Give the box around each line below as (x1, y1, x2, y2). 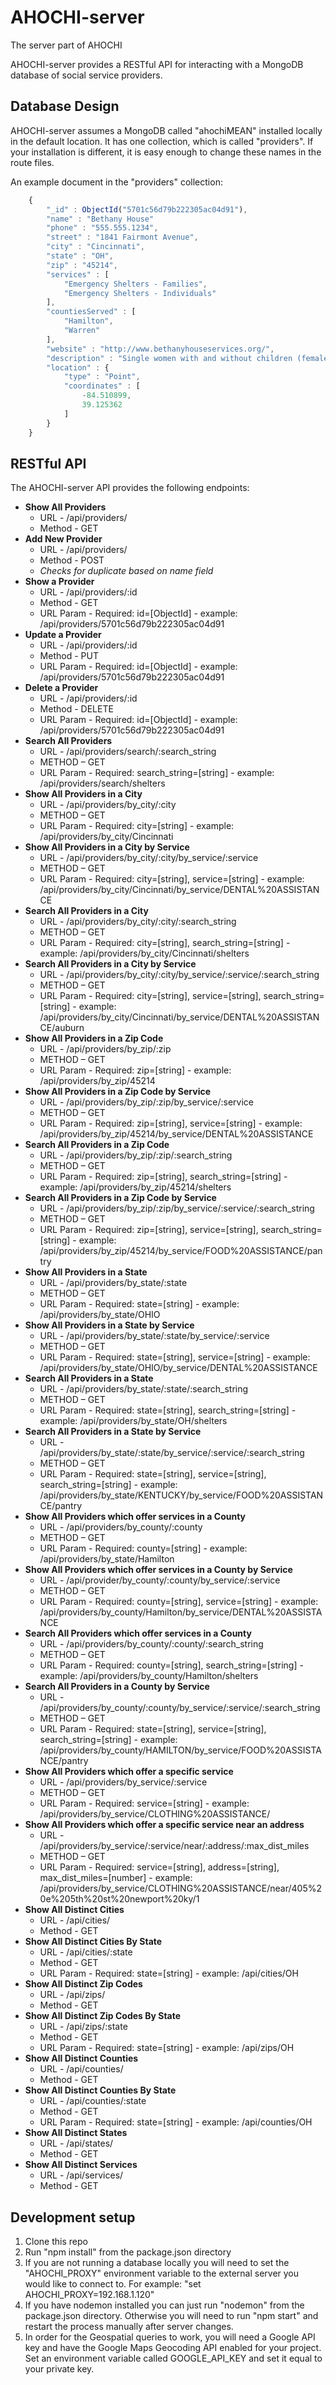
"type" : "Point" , (63, 372, 141, 382)
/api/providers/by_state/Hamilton (39, 1553, 175, 1565)
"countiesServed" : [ (46, 307, 137, 317)
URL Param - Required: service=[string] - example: (39, 1797, 250, 1810)
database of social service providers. (10, 69, 163, 81)
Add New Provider (24, 533, 103, 545)
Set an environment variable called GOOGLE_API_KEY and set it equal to (24, 2352, 323, 2365)
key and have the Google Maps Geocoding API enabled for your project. (24, 2342, 322, 2354)
